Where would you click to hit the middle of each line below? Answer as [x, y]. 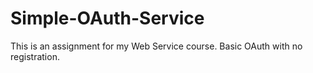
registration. [35, 56]
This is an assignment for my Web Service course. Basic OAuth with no [156, 46]
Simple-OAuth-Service [107, 18]
